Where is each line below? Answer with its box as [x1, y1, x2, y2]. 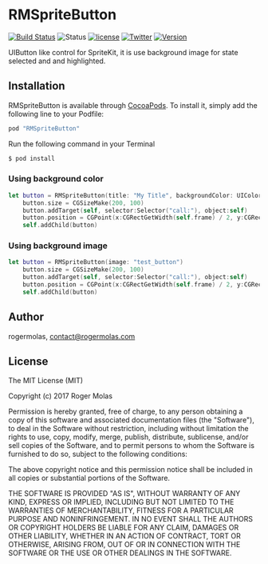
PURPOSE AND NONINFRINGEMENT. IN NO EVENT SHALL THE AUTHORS [8, 514, 254, 524]
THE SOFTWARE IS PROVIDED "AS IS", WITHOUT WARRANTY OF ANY [8, 489, 241, 498]
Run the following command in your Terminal [8, 138, 156, 149]
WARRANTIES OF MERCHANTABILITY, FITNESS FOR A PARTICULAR [8, 506, 234, 515]
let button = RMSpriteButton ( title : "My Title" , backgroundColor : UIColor [8, 191, 262, 199]
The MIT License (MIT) [8, 376, 84, 386]
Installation [8, 79, 65, 93]
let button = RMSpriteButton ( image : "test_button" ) [8, 258, 183, 266]
